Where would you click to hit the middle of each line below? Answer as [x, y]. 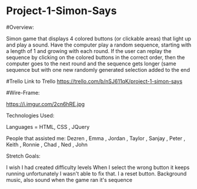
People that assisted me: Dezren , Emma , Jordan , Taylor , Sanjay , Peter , [96, 138]
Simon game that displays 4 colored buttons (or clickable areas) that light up [98, 38]
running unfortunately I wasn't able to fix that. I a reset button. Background [96, 173]
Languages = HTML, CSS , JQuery [48, 127]
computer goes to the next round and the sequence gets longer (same [91, 64]
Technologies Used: [30, 115]
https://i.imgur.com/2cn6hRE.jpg [46, 104]
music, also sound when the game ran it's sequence [69, 180]
